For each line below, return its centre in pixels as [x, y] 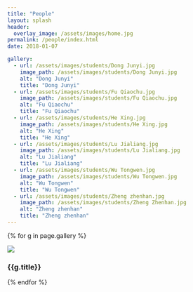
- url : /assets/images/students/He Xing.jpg [80, 118]
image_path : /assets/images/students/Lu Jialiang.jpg [100, 151]
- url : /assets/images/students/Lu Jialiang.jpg [86, 144]
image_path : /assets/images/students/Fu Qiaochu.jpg [99, 98]
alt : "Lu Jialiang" [48, 157]
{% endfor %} [27, 282]
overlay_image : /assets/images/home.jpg [73, 33]
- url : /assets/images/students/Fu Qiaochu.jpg [85, 92]
